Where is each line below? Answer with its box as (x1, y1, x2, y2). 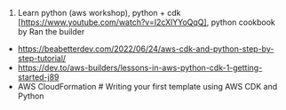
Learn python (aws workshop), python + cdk (17, 8, 181, 18)
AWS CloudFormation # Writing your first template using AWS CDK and (17, 82, 278, 91)
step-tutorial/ (17, 53, 67, 63)
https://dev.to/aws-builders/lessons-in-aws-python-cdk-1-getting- (17, 62, 263, 73)
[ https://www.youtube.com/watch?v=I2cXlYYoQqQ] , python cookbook (17, 17, 275, 27)
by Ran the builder (17, 27, 85, 36)
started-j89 (17, 72, 60, 82)
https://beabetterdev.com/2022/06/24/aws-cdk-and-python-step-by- (17, 43, 274, 54)
